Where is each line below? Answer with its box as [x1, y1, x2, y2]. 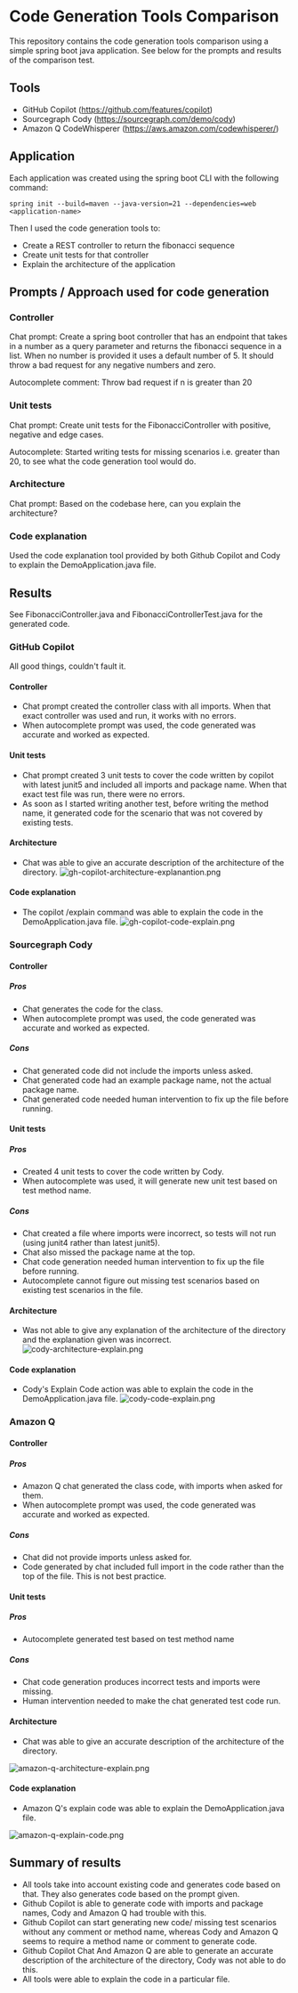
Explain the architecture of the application [21, 258, 176, 269]
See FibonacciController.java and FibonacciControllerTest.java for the [9, 608, 263, 620]
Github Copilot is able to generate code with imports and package [21, 1898, 264, 1908]
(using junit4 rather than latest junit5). [21, 1238, 160, 1249]
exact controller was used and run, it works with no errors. [21, 711, 237, 721]
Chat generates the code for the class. [21, 1004, 164, 1014]
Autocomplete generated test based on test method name [21, 1634, 235, 1645]
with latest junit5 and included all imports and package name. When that [21, 779, 287, 790]
